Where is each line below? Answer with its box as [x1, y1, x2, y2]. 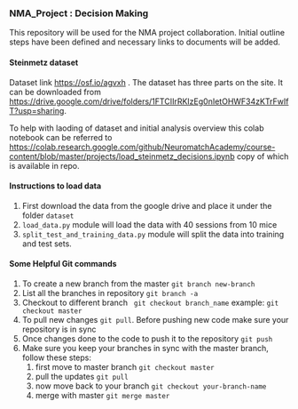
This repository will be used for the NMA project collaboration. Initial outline [9, 28, 286, 38]
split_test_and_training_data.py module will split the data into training [21, 229, 285, 239]
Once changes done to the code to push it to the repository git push [21, 333, 273, 344]
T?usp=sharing [9, 105, 65, 116]
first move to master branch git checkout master [35, 361, 215, 372]
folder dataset [21, 210, 74, 221]
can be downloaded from [9, 86, 102, 97]
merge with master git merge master [35, 389, 170, 400]
